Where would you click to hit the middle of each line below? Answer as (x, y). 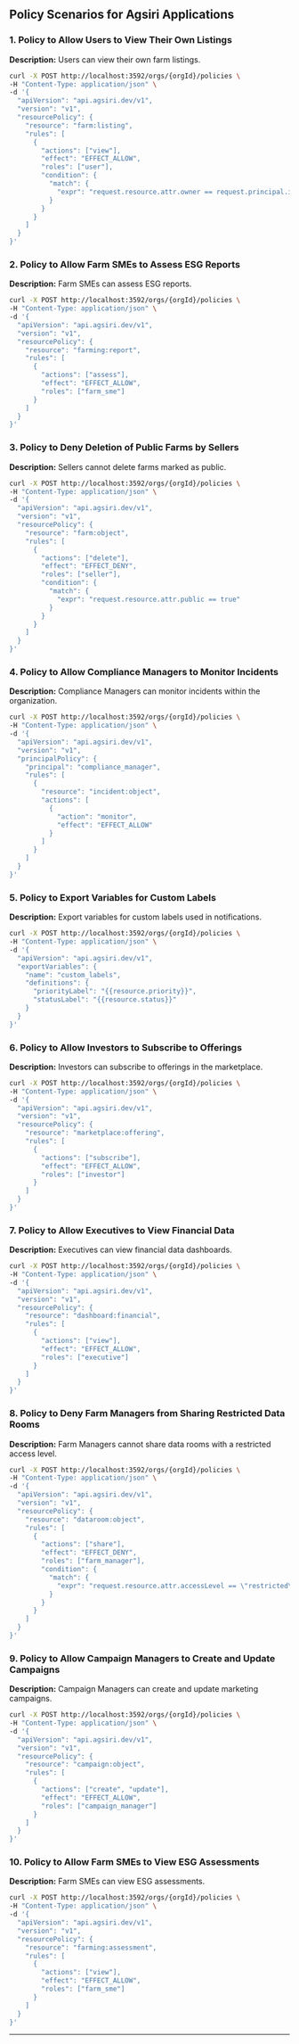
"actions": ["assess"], (85, 375)
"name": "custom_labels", (73, 975)
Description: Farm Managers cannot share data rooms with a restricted (140, 1444)
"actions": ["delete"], (85, 558)
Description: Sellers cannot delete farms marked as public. (118, 466)
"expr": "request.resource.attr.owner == (135, 192)
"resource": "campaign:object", (85, 1765)
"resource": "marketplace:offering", (95, 1133)
